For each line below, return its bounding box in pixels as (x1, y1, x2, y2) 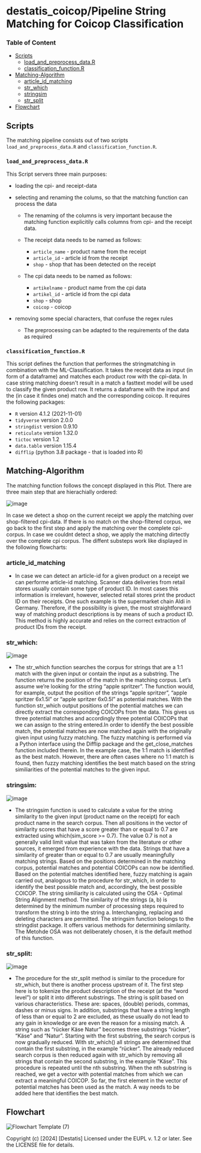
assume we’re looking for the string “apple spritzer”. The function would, (14, 683, 195, 690)
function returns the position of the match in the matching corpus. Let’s (14, 676, 191, 684)
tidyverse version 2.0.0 (14, 416, 73, 424)
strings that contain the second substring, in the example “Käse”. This (14, 1057, 188, 1065)
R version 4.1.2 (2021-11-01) (14, 410, 82, 417)
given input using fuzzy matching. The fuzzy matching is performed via (14, 734, 192, 741)
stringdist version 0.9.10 (14, 422, 78, 430)
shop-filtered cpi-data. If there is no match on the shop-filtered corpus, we (6, 518, 191, 525)
